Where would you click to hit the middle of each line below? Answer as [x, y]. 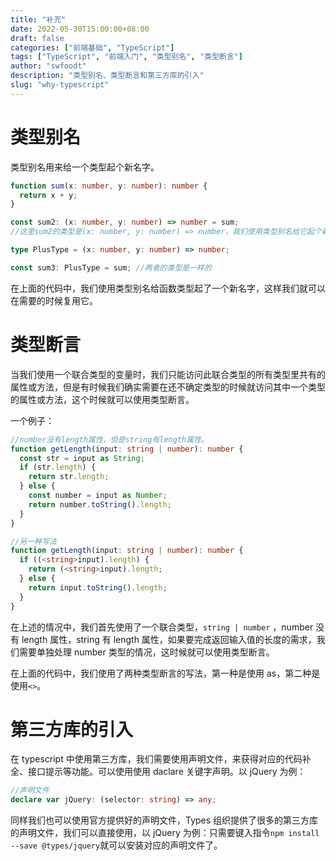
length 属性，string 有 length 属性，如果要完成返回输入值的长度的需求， [169, 639]
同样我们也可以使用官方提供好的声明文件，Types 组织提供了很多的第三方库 [164, 820]
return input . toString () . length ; [98, 587]
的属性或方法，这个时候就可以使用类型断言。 [102, 399]
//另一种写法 [33, 541]
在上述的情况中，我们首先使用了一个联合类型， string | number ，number [162, 627]
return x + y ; [48, 195]
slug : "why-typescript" [60, 85]
